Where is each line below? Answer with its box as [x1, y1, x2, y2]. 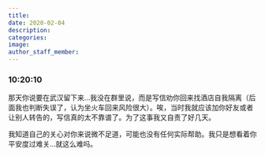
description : [8, 26, 51, 34]
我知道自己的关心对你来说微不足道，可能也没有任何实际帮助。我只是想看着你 [8, 129, 257, 139]
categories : [8, 33, 47, 42]
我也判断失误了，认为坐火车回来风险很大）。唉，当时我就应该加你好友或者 [14, 103, 254, 113]
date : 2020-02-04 [8, 19, 65, 27]
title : [8, 11, 30, 20]
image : [8, 41, 30, 49]
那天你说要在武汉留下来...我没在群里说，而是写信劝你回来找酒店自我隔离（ [8, 93, 250, 102]
